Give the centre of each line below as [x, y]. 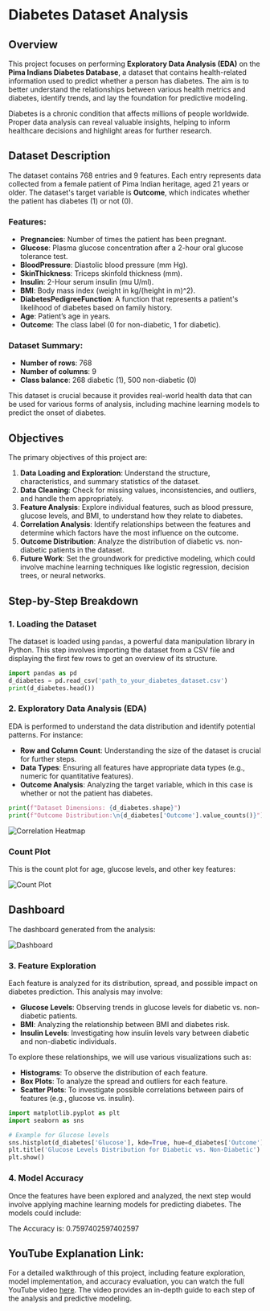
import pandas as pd [43, 673]
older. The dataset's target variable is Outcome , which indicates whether [129, 192]
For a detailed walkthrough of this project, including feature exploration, [127, 1273]
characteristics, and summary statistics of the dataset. [110, 482]
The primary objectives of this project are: [78, 458]
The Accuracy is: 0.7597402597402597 [74, 1228]
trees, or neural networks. [63, 576]
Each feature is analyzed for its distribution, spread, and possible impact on [133, 983]
